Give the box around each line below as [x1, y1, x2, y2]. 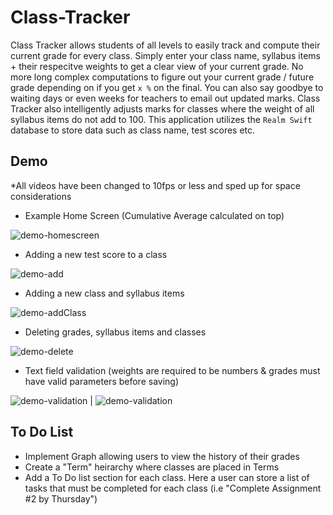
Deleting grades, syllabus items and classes [24, 326, 207, 338]
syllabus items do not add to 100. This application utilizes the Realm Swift [10, 113, 313, 125]
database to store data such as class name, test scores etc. [10, 124, 256, 136]
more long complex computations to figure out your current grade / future [10, 71, 315, 83]
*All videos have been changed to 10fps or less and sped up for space [10, 179, 301, 191]
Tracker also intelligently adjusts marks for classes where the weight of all [10, 102, 315, 115]
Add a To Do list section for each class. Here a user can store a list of [24, 471, 310, 483]
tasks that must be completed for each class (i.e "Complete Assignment [24, 482, 322, 494]
